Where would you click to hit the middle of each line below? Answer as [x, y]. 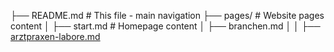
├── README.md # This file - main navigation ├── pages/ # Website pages [167, 15]
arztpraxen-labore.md [55, 36]
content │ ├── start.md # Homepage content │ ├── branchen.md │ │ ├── [165, 26]
